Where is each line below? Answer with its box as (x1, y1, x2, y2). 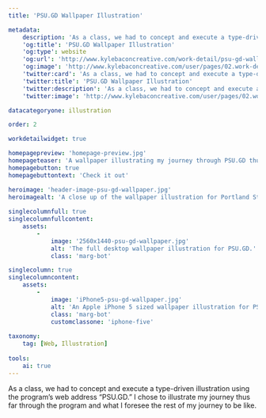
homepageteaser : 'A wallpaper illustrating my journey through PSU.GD (8, 157, 246, 165)
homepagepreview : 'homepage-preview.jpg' (8, 150, 147, 158)
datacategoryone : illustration (8, 106, 112, 115)
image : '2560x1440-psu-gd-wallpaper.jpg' (50, 237, 190, 245)
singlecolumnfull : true (8, 207, 87, 216)
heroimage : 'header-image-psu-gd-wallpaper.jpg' (8, 185, 172, 194)
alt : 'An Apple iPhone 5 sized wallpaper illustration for (50, 302, 249, 311)
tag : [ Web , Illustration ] (22, 340, 108, 348)
